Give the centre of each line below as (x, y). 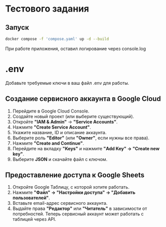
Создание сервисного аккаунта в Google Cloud (83, 99)
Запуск (17, 27)
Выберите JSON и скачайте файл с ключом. (60, 159)
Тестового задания (47, 9)
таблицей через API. (34, 219)
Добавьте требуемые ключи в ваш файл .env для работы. (67, 83)
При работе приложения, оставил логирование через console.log (76, 48)
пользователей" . (31, 198)
